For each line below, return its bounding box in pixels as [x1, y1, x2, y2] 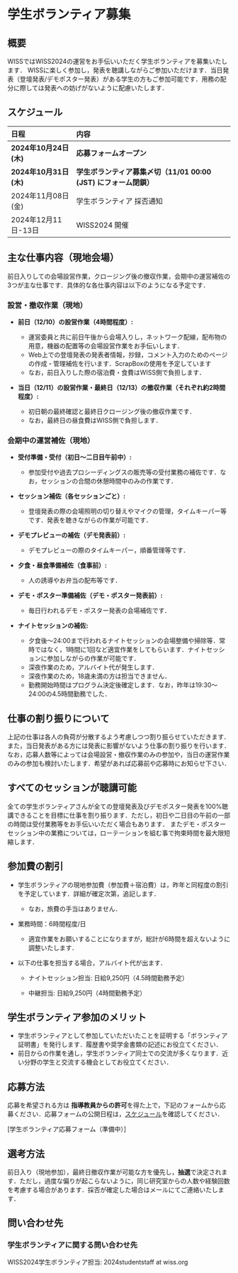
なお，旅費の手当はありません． [28, 904, 122, 913]
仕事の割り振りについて [7, 712, 110, 724]
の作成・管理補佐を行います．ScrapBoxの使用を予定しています [28, 359, 212, 367]
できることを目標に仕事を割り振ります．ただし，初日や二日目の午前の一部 [13, 811, 231, 819]
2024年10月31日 [11, 167, 69, 177]
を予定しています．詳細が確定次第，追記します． [17, 889, 161, 898]
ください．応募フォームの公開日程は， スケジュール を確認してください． [13, 1110, 224, 1118]
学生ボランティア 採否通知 [76, 196, 163, 206]
